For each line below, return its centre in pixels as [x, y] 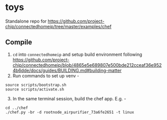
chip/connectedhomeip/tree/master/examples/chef [59, 26]
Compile [19, 42]
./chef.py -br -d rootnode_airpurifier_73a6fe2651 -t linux [70, 112]
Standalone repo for [26, 21]
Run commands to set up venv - [46, 76]
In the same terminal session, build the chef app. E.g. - [69, 98]
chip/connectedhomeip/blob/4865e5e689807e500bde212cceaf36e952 [87, 65]
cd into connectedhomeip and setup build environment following [77, 54]
